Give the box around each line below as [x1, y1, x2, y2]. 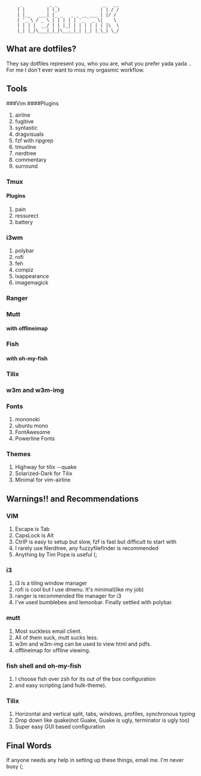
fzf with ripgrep [14, 136, 54, 144]
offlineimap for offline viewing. [14, 646, 91, 654]
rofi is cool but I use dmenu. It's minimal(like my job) [14, 586, 144, 593]
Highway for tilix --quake [14, 463, 77, 471]
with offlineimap [6, 325, 48, 332]
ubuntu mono [14, 422, 49, 429]
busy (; [6, 763, 24, 770]
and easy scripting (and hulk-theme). [14, 682, 107, 689]
